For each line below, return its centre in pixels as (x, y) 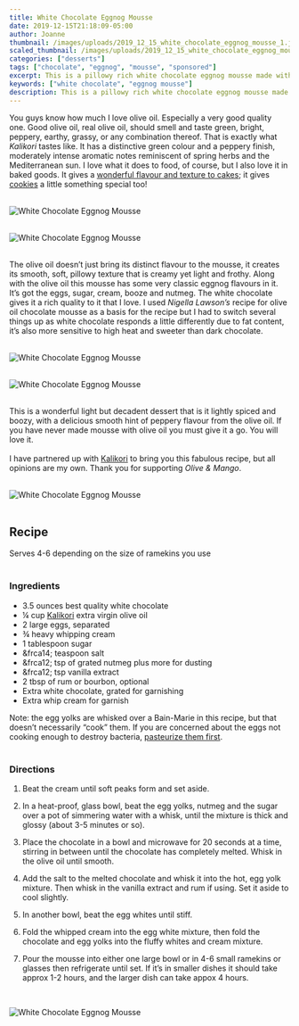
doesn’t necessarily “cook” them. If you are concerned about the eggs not (145, 727)
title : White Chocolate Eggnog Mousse (81, 17)
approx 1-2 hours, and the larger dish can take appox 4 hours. (135, 977)
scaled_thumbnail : (43, 51)
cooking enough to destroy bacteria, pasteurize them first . (116, 736)
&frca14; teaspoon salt (63, 653)
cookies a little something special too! (78, 184)
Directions (32, 769)
